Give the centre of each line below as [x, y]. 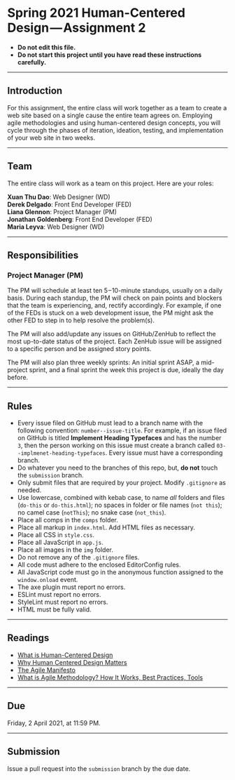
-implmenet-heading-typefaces [62, 454]
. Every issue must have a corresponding [164, 453]
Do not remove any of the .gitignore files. [78, 557]
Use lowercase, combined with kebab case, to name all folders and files [121, 498]
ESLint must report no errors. [59, 595]
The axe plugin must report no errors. [71, 587]
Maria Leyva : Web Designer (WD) [56, 227]
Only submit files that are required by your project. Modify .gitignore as [121, 483]
